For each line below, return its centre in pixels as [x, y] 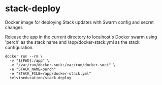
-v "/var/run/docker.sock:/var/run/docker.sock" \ [63, 65]
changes [14, 27]
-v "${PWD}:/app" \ [30, 60]
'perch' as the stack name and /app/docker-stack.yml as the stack [72, 42]
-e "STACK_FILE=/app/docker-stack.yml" [50, 73]
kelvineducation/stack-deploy [40, 78]
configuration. [19, 47]
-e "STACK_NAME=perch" [33, 69]
